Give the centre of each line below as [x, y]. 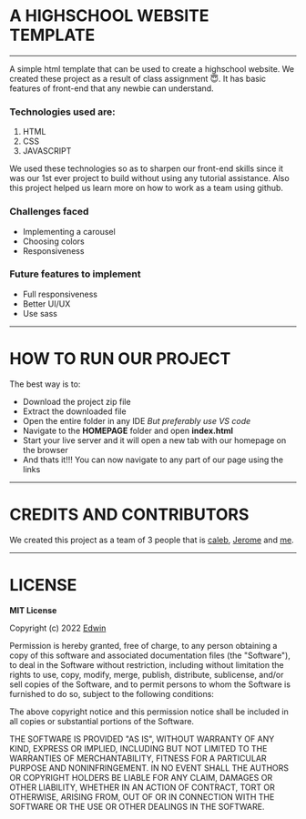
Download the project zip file [76, 401]
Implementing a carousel [69, 231]
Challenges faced [49, 212]
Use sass [40, 313]
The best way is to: [45, 384]
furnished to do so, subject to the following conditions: [112, 693]
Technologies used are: [62, 112]
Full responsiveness [60, 294]
